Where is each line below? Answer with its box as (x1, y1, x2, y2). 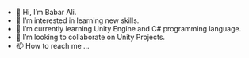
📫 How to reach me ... (15, 42, 90, 50)
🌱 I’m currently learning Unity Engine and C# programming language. (15, 24, 242, 33)
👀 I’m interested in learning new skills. (15, 16, 140, 25)
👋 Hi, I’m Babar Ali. (15, 8, 77, 16)
